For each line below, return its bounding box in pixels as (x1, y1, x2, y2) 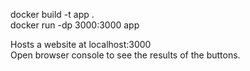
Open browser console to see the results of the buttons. (10, 49, 241, 61)
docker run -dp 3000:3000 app (10, 19, 140, 31)
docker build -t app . (10, 9, 95, 20)
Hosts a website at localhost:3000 (10, 39, 152, 50)
